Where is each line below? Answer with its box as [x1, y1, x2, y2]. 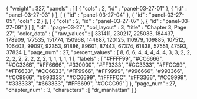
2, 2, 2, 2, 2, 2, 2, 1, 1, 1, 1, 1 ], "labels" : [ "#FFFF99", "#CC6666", [6, 55, 163, 62]
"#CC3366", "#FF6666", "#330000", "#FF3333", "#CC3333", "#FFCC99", [6, 61, 186, 68]
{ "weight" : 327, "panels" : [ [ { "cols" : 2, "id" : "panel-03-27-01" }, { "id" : [6, 5, 187, 12]
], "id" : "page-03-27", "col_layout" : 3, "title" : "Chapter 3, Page [31, 24, 187, 31]
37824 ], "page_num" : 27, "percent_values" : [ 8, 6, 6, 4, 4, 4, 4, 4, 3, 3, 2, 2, [6, 49, 192, 55]
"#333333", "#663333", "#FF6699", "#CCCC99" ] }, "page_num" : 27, [6, 80, 177, 87]
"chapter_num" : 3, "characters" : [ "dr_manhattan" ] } [6, 87, 137, 93]
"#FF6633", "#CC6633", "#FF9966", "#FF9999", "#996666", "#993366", [6, 68, 184, 74]
